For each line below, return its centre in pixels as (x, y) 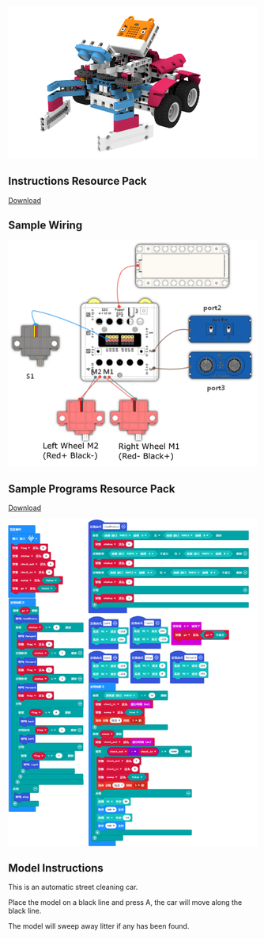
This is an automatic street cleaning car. (73, 887)
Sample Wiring (45, 226)
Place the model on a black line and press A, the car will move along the (125, 903)
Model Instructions (56, 868)
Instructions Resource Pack (78, 181)
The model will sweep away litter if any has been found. (99, 926)
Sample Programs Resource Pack (92, 489)
